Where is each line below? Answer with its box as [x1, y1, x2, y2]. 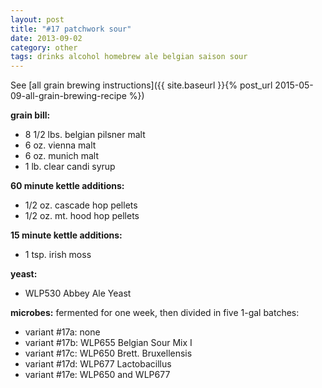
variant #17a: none [24, 326, 101, 338]
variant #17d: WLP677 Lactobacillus [24, 358, 172, 370]
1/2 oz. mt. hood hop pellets [24, 210, 140, 222]
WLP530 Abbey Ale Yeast [24, 287, 132, 300]
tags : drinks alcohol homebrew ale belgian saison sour [10, 52, 248, 62]
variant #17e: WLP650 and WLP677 [24, 369, 171, 381]
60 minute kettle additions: [10, 180, 125, 192]
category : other [10, 42, 78, 53]
